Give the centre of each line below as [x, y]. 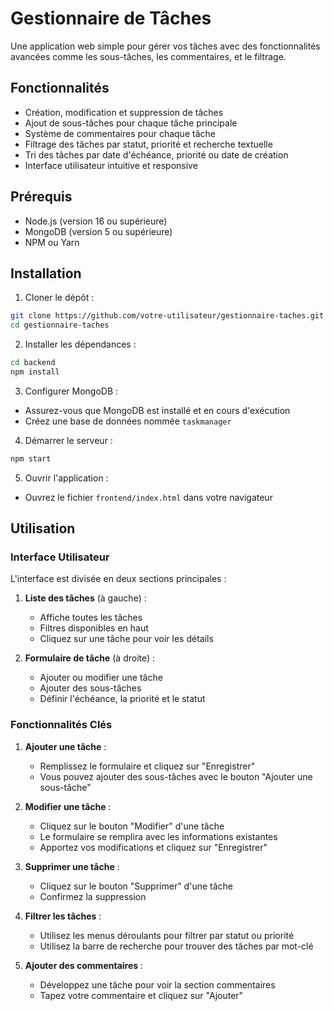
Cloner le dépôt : [59, 298]
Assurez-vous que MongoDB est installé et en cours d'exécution [157, 410]
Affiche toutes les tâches [91, 618]
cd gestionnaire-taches [60, 325]
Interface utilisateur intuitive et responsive [111, 165]
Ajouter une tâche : [65, 746]
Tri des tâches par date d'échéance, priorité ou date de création [156, 154]
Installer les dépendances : [80, 344]
